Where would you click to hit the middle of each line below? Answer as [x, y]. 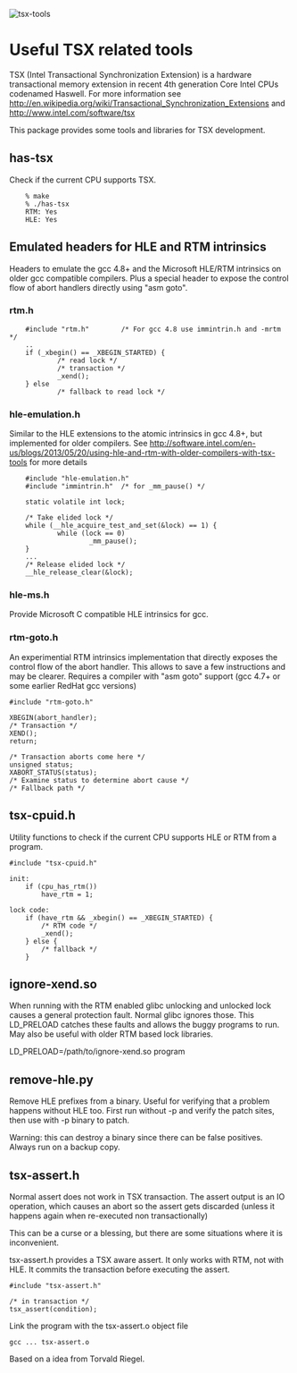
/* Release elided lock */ [75, 565]
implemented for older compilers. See [78, 444]
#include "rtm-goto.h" [51, 702]
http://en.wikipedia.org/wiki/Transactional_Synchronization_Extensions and [147, 103]
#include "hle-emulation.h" [77, 479]
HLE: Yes [41, 219]
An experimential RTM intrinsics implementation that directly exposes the [144, 657]
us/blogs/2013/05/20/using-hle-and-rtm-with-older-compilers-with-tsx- [142, 453]
